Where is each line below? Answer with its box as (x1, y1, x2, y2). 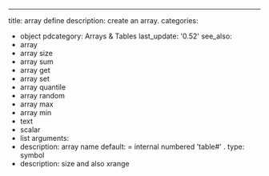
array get (19, 66, 50, 74)
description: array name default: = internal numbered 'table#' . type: (19, 142, 245, 151)
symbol (19, 150, 45, 160)
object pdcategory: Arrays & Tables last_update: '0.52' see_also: (19, 31, 232, 41)
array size (19, 49, 54, 58)
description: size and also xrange (19, 159, 130, 168)
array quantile (19, 82, 66, 92)
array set (19, 74, 50, 83)
